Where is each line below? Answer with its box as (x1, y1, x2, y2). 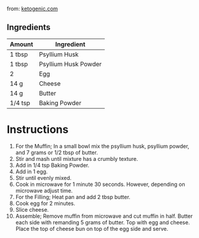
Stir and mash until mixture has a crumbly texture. (15, 155, 138, 162)
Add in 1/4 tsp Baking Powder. (15, 161, 90, 169)
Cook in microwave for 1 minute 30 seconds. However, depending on (15, 181, 185, 188)
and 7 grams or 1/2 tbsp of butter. (15, 149, 98, 156)
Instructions (7, 123, 69, 136)
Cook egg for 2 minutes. (15, 200, 75, 207)
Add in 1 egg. (15, 167, 48, 175)
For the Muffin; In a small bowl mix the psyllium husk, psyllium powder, (15, 142, 190, 149)
